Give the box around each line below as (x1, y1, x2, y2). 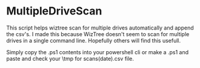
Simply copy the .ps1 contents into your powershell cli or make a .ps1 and (6, 48, 189, 55)
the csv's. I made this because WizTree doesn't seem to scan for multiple (6, 30, 190, 37)
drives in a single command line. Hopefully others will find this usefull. (6, 37, 181, 44)
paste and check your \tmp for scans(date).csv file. (6, 55, 135, 62)
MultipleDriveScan (6, 4, 102, 18)
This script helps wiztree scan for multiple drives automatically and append (6, 24, 194, 31)
